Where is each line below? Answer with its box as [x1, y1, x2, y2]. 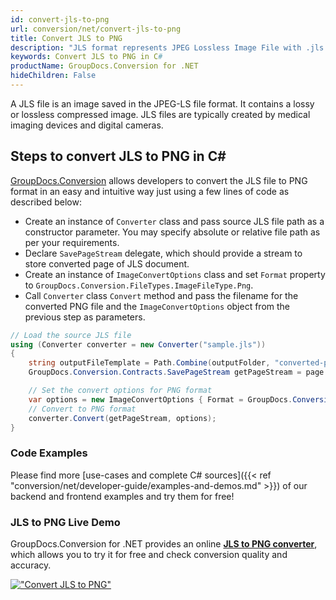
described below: [10, 196, 82, 208]
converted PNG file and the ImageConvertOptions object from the [24, 300, 290, 312]
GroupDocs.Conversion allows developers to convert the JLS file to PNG [10, 174, 308, 186]
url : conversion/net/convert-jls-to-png [10, 24, 182, 34]
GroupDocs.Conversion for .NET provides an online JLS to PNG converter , [10, 538, 318, 550]
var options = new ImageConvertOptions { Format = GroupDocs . [28, 394, 293, 405]
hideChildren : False [10, 71, 97, 81]
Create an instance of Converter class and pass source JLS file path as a [24, 215, 325, 227]
